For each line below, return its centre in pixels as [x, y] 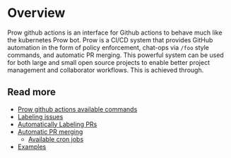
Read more [32, 92]
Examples [32, 147]
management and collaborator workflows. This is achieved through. [106, 70]
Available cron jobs [56, 139]
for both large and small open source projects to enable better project [109, 62]
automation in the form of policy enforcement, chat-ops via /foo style [108, 47]
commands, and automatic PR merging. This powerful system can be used [115, 55]
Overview [36, 13]
